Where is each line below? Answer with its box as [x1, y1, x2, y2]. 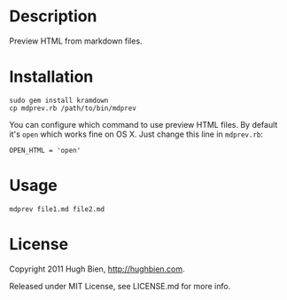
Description [9, 6, 97, 27]
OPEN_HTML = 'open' [9, 146, 81, 154]
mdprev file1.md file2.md [9, 204, 105, 214]
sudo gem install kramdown [9, 96, 109, 105]
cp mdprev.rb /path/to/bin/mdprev [9, 104, 137, 113]
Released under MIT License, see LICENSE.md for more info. [9, 280, 231, 291]
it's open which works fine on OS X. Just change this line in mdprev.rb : [9, 129, 264, 139]
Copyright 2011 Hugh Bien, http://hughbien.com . [9, 264, 185, 274]
